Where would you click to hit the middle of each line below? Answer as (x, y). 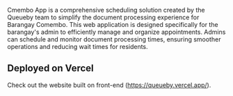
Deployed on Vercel (50, 68)
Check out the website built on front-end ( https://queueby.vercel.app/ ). (109, 85)
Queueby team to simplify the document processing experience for (103, 17)
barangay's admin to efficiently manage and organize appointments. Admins (116, 32)
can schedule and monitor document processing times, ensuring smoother (114, 39)
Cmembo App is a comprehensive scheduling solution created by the (106, 10)
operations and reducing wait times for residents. (78, 47)
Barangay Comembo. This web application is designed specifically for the (113, 25)
